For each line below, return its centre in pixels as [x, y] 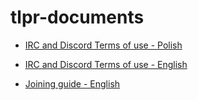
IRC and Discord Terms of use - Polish [103, 45]
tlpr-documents [77, 17]
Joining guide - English [72, 83]
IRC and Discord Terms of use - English [106, 64]
